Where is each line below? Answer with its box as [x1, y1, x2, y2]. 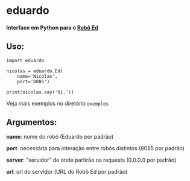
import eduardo [6, 57, 45, 63]
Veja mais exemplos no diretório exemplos [6, 100, 109, 107]
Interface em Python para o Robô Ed [6, 24, 98, 31]
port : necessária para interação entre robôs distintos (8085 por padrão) [6, 145, 185, 152]
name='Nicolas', [17, 73, 59, 79]
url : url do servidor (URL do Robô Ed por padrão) [6, 168, 128, 176]
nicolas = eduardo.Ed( [6, 68, 63, 74]
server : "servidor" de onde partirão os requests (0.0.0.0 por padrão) [6, 156, 177, 164]
